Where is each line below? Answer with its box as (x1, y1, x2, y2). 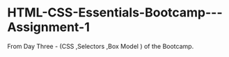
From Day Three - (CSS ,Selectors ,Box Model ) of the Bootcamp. (7, 42, 194, 50)
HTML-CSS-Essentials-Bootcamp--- (7, 5, 223, 21)
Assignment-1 (7, 19, 90, 35)
